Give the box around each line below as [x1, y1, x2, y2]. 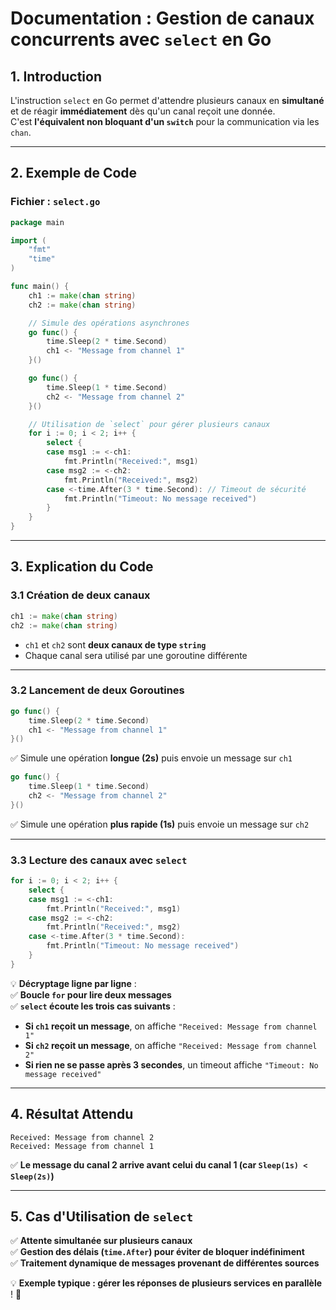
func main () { [10, 282, 70, 292]
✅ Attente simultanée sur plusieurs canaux [10, 1235, 193, 1247]
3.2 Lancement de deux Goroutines [10, 683, 185, 697]
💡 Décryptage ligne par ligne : [10, 977, 137, 989]
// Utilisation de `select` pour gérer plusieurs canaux [28, 419, 271, 429]
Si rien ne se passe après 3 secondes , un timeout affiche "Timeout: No [24, 1058, 319, 1071]
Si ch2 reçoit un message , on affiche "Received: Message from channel [24, 1039, 318, 1051]
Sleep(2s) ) [10, 1170, 55, 1182]
